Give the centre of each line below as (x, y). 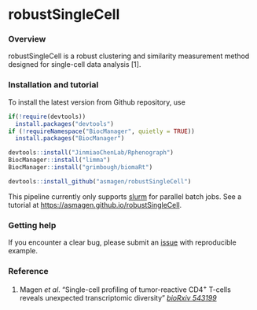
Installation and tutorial (53, 85)
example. (23, 251)
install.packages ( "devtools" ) (64, 124)
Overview (27, 39)
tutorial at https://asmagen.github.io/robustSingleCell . (95, 205)
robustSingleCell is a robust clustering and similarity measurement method (129, 56)
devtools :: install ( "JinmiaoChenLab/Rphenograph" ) (91, 153)
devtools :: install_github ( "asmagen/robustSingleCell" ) (100, 181)
